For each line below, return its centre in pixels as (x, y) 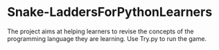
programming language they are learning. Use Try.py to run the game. (107, 38)
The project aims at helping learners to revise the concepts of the (100, 31)
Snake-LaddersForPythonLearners (110, 12)
